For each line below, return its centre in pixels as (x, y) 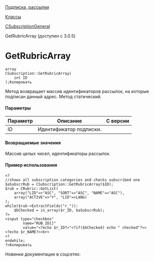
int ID (21, 78)
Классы (13, 17)
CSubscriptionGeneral (28, 26)
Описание (70, 121)
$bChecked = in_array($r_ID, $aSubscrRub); (59, 210)
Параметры (18, 108)
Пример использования (31, 165)
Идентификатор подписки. (70, 129)
